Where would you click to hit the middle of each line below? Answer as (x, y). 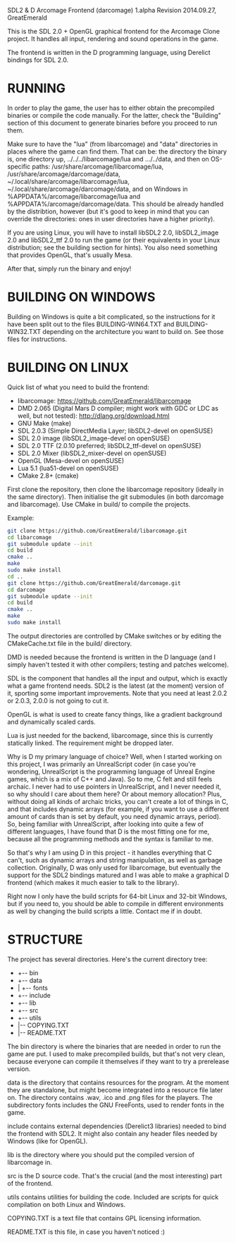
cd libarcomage (30, 537)
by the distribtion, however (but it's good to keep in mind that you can (108, 211)
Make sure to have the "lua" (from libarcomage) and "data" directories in (113, 144)
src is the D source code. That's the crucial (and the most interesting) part (115, 1175)
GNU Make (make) (44, 423)
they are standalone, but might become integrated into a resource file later (115, 1090)
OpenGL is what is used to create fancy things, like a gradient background (115, 714)
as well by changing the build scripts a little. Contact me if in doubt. (105, 911)
